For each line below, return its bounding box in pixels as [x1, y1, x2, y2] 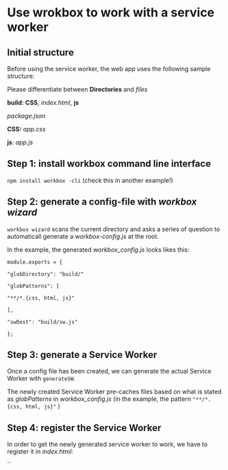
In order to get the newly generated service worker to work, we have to [7, 440, 208, 449]
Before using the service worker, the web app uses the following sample [7, 65, 211, 73]
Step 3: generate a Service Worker [7, 349, 157, 361]
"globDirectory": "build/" [7, 270, 84, 278]
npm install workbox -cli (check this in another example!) [7, 176, 173, 184]
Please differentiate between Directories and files [7, 86, 148, 93]
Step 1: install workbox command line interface [7, 158, 211, 170]
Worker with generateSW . [7, 374, 75, 382]
